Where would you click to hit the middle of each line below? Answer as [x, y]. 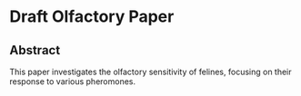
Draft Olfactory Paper [92, 17]
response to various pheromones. [73, 82]
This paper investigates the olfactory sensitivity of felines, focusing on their [151, 72]
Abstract [35, 50]
